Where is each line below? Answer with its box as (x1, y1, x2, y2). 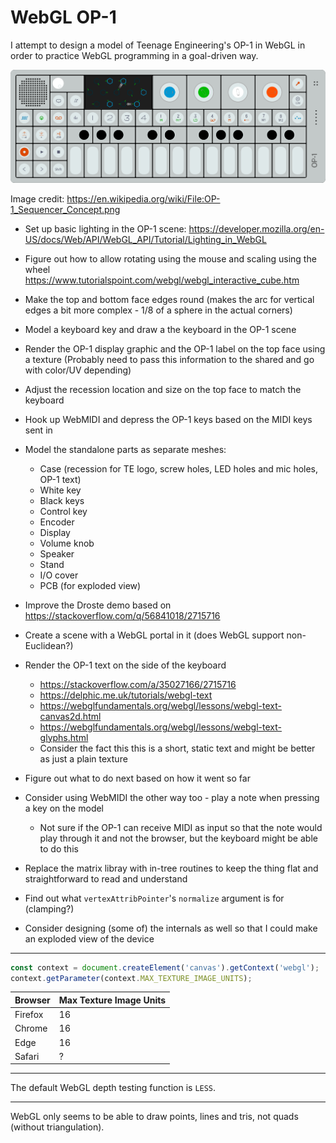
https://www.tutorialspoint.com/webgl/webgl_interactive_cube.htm (24, 274, 300, 286)
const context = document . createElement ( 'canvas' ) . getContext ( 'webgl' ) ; (10, 962, 320, 973)
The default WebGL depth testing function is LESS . (10, 1082, 217, 1094)
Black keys (39, 494, 85, 506)
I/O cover (39, 569, 79, 581)
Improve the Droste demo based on (24, 599, 172, 611)
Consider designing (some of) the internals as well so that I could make (24, 922, 318, 934)
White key (39, 484, 82, 496)
